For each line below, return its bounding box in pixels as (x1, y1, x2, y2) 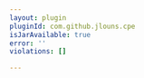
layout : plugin (9, 13, 67, 23)
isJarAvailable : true (9, 30, 91, 39)
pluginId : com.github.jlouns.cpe (9, 22, 136, 31)
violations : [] (9, 47, 67, 56)
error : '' (9, 38, 47, 48)
